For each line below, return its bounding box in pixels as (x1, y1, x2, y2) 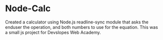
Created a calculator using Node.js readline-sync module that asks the (5, 19, 149, 25)
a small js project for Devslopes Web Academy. (5, 29, 101, 35)
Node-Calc (5, 3, 51, 14)
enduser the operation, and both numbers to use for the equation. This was (5, 24, 158, 30)
